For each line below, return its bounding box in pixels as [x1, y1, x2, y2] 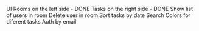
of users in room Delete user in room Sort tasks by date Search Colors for [6, 12, 190, 19]
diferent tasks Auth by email [6, 18, 77, 25]
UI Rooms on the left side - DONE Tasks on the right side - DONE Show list [6, 5, 194, 12]
